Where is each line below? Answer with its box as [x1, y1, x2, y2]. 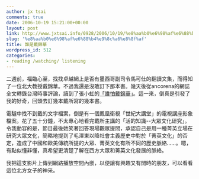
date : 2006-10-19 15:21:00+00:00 [6, 19, 89, 25]
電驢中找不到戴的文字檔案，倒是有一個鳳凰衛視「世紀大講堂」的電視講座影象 [6, 110, 193, 117]
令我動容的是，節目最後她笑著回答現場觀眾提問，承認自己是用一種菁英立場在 [6, 125, 193, 132]
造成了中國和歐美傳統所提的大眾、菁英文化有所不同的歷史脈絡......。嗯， [16, 139, 192, 147]
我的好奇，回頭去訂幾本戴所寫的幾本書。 [6, 97, 105, 104]
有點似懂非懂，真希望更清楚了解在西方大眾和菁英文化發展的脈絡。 [6, 147, 167, 154]
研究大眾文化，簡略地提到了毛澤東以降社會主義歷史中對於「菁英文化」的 [6, 132, 182, 139]
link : [6, 31, 20, 37]
